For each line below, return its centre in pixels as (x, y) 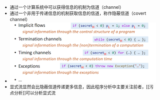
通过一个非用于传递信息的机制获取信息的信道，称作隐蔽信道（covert (78, 13)
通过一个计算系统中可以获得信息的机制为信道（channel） (67, 7)
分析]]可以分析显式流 (35, 93)
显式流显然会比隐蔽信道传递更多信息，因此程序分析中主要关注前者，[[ (80, 87)
